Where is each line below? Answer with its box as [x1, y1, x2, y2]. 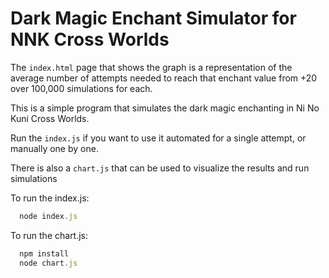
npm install [19, 248, 70, 259]
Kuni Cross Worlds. [10, 112, 90, 124]
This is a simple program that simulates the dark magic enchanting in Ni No [10, 102, 320, 114]
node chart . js [19, 258, 78, 268]
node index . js [19, 211, 78, 221]
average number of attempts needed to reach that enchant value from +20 [10, 72, 318, 84]
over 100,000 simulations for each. [10, 82, 153, 94]
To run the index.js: [10, 192, 90, 204]
